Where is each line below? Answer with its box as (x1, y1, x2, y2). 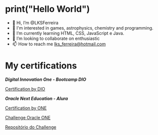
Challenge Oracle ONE (5, 114, 51, 120)
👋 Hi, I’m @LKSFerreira (12, 20, 59, 26)
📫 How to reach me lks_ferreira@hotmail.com (12, 41, 106, 47)
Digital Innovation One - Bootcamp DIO (5, 76, 86, 82)
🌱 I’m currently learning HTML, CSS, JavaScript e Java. (12, 30, 125, 36)
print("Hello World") (5, 3, 90, 15)
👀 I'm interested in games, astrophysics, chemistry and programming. (12, 25, 154, 31)
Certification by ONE (5, 105, 47, 111)
